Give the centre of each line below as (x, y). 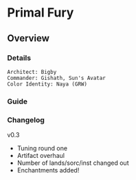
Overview (29, 38)
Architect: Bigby (32, 72)
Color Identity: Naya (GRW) (47, 84)
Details (19, 58)
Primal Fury (41, 13)
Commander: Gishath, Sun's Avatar (57, 78)
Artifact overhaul (41, 156)
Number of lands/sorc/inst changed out (73, 163)
